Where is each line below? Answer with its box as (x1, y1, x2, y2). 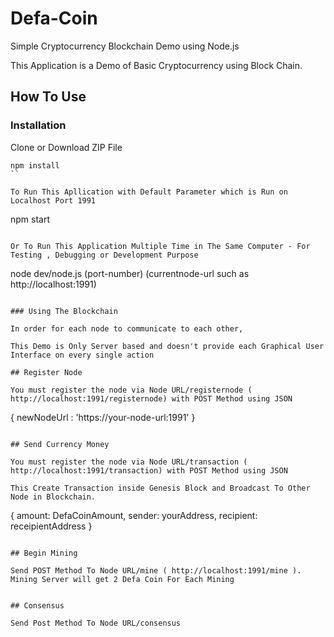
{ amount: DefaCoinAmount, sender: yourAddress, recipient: (10, 509, 258, 521)
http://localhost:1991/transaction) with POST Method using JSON (10, 465, 288, 476)
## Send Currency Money (10, 439, 110, 449)
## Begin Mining (10, 548, 78, 558)
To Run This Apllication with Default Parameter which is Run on (10, 187, 288, 197)
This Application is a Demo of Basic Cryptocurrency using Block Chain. (10, 59, 303, 71)
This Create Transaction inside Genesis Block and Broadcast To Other (10, 483, 311, 493)
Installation (10, 118, 67, 132)
